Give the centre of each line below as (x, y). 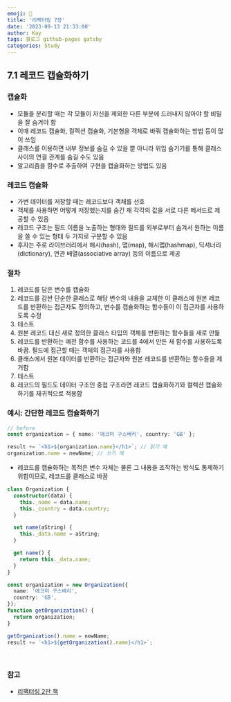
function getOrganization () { (51, 611)
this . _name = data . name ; (55, 502)
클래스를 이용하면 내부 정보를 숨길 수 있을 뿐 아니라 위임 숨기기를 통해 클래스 (120, 148)
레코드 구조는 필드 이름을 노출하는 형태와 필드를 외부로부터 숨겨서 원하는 (114, 227)
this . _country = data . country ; (65, 509)
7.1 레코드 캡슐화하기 (48, 76)
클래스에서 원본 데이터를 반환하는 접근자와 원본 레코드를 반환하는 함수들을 (116, 359)
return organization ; (45, 617)
